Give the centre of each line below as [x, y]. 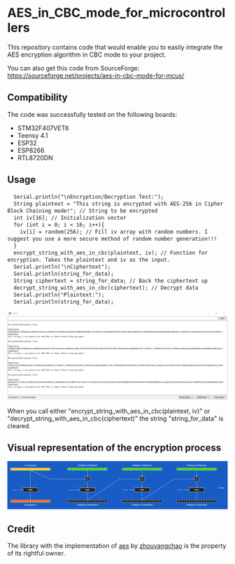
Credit [21, 529]
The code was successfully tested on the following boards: [92, 114]
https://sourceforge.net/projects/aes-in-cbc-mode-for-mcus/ [96, 76]
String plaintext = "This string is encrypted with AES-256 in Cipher [119, 204]
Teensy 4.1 [33, 135]
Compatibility [37, 98]
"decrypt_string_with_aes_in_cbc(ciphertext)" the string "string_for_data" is [115, 418]
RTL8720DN [35, 157]
